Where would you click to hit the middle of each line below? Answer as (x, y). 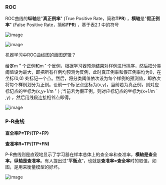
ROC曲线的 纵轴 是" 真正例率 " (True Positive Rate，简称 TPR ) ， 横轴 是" (76, 19)
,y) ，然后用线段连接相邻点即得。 (39, 97)
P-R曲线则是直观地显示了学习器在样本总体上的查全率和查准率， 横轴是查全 (81, 154)
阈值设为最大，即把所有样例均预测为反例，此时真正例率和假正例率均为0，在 (83, 72)
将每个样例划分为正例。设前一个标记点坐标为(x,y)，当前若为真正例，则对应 (82, 84)
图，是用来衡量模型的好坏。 (34, 167)
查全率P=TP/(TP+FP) (27, 133)
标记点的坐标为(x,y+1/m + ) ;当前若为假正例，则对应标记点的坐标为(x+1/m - (81, 90)
